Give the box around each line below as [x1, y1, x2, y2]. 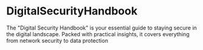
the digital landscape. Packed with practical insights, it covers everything [6, 30, 190, 37]
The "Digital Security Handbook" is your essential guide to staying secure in [6, 24, 197, 31]
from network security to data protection [6, 37, 109, 44]
